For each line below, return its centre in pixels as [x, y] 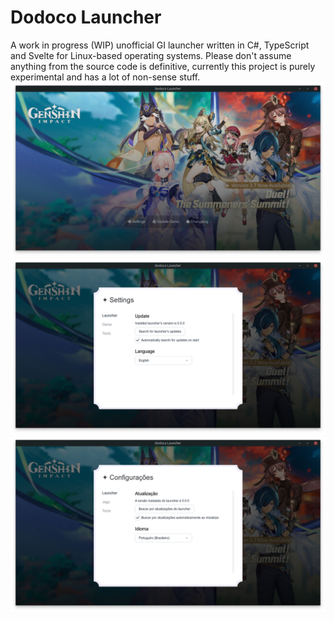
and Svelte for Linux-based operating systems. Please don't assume [151, 55]
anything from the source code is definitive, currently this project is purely [163, 66]
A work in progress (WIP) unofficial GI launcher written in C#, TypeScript [160, 45]
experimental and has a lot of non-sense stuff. [105, 77]
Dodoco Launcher [86, 17]
